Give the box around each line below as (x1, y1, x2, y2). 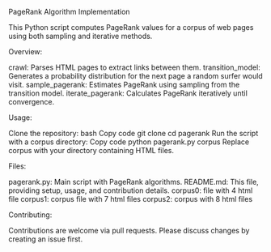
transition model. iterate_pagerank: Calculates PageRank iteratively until (8, 88, 248, 98)
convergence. (8, 97, 55, 106)
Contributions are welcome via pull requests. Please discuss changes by (8, 226, 250, 235)
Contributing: (8, 210, 53, 220)
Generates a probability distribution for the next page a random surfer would (8, 71, 263, 80)
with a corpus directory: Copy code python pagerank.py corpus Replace (8, 137, 250, 147)
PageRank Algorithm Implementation (8, 7, 131, 16)
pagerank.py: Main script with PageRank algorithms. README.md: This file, (8, 177, 259, 186)
